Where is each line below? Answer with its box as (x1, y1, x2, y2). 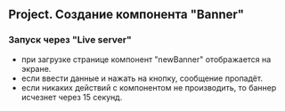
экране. (20, 63, 52, 74)
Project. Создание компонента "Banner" (8, 7, 245, 22)
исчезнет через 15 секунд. (20, 91, 123, 102)
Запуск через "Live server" (8, 34, 133, 46)
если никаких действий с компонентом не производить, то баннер (20, 82, 277, 92)
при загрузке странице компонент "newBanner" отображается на (20, 53, 272, 65)
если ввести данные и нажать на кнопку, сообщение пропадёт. (20, 73, 264, 83)
